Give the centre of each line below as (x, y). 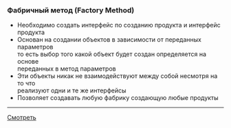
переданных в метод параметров (66, 69)
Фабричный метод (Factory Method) (71, 10)
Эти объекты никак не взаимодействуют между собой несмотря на (117, 76)
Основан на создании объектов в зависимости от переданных (109, 40)
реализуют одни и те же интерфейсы (71, 90)
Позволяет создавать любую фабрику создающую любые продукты (118, 98)
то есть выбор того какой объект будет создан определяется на (112, 54)
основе (28, 62)
